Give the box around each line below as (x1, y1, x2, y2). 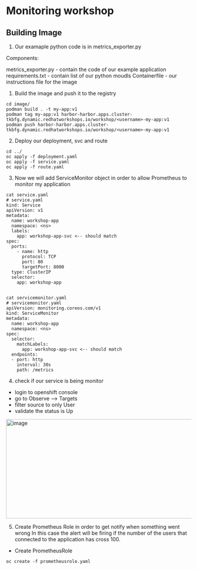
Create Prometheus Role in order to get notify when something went (14, 524, 181, 530)
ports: (11, 244, 28, 249)
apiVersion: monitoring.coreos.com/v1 (6, 305, 101, 311)
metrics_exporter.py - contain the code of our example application (6, 66, 166, 73)
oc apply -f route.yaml (6, 164, 65, 170)
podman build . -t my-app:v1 (6, 106, 78, 112)
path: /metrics (16, 367, 54, 373)
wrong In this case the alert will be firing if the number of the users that (14, 529, 187, 536)
